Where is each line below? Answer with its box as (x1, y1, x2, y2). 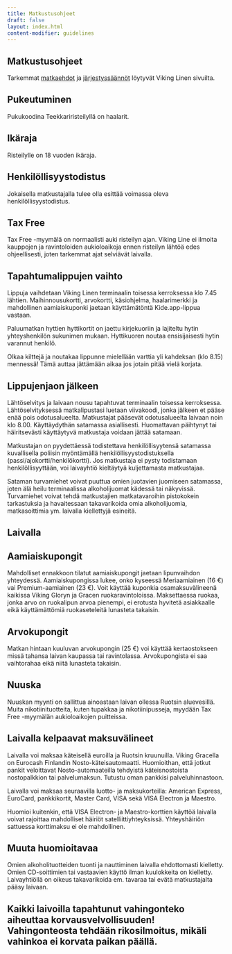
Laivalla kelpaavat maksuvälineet (7, 732, 154, 744)
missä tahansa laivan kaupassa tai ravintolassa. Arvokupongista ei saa (7, 651, 208, 660)
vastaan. (7, 311, 32, 320)
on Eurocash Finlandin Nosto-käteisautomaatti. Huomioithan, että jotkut (7, 758, 211, 766)
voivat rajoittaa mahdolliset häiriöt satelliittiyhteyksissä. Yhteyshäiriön (7, 814, 205, 823)
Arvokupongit (7, 626, 69, 638)
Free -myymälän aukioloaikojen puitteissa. (7, 712, 127, 721)
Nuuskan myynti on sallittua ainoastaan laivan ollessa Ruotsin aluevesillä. (7, 698, 215, 706)
